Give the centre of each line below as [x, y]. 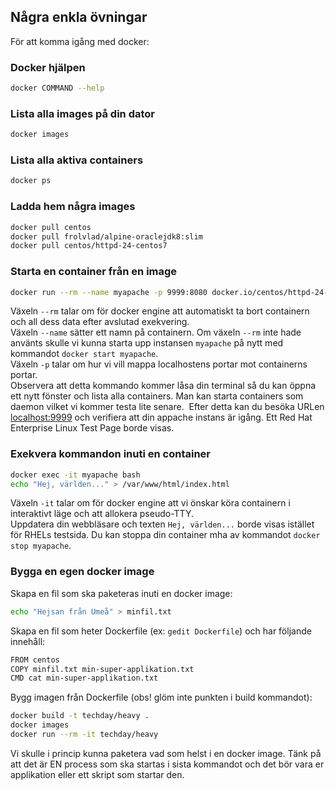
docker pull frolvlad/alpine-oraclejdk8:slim [106, 236]
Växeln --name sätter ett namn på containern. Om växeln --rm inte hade [156, 332]
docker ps [31, 181]
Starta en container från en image [94, 272]
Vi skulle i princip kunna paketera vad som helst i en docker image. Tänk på [166, 753]
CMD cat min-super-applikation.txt [84, 678]
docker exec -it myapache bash [75, 475]
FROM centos [35, 660]
